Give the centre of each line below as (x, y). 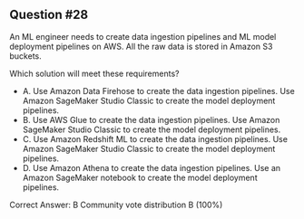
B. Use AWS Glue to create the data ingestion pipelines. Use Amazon (151, 119)
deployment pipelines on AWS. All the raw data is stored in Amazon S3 (141, 46)
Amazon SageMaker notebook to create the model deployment (140, 177)
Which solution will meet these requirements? (94, 73)
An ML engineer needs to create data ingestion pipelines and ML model (143, 36)
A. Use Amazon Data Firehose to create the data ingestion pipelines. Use (158, 90)
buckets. (26, 56)
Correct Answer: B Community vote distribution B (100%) (116, 205)
